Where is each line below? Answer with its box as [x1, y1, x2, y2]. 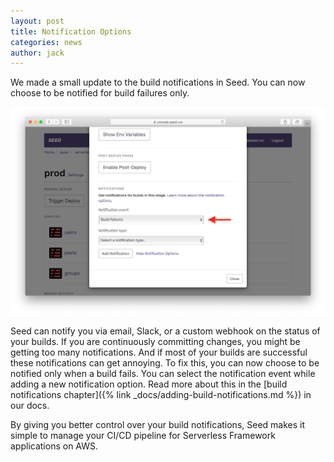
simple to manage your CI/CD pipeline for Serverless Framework [10, 430, 276, 442]
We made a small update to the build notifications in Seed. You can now [10, 76, 306, 89]
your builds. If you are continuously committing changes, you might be [10, 336, 301, 348]
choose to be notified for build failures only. [10, 87, 190, 99]
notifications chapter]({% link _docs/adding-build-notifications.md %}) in [10, 389, 312, 401]
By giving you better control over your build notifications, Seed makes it [10, 419, 306, 431]
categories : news [10, 37, 83, 47]
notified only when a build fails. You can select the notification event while [10, 368, 316, 380]
